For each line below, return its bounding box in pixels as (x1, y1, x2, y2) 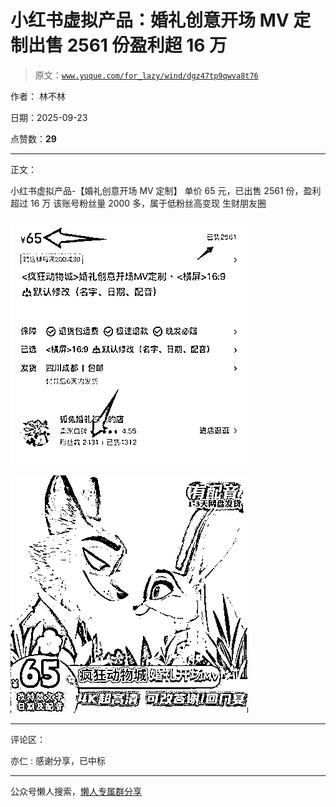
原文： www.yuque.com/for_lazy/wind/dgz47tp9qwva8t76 (34, 69, 259, 81)
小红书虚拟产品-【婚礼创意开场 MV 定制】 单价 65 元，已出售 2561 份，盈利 (10, 184, 322, 196)
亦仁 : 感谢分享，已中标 (10, 754, 106, 766)
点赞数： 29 (10, 132, 57, 145)
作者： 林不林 (10, 90, 66, 102)
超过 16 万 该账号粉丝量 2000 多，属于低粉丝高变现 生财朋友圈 (10, 197, 267, 209)
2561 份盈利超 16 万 (66, 34, 228, 57)
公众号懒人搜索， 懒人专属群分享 (10, 785, 142, 797)
